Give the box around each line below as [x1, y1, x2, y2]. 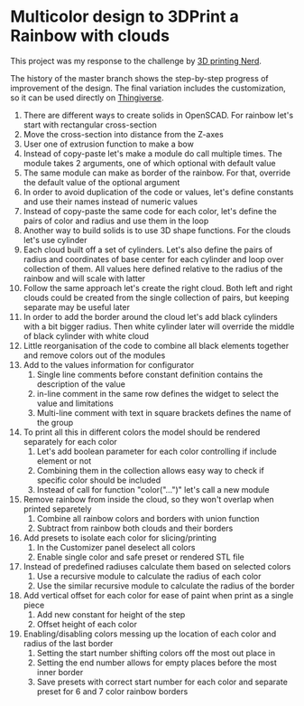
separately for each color [23, 436, 118, 447]
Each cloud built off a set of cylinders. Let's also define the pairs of [23, 244, 273, 255]
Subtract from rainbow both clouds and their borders [36, 522, 234, 533]
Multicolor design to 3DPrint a [10, 6, 240, 27]
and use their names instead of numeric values [23, 196, 198, 207]
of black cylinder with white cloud [23, 330, 150, 341]
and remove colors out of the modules [23, 350, 166, 361]
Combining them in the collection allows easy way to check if [36, 465, 264, 475]
